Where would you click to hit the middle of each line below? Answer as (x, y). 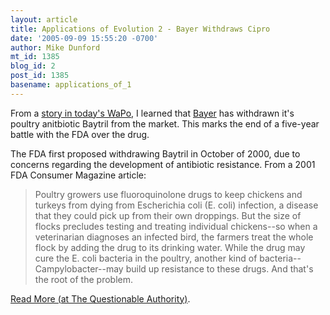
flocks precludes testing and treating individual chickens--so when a (176, 226)
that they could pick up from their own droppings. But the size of (168, 215)
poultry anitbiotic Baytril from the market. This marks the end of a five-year (165, 123)
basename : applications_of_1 (71, 85)
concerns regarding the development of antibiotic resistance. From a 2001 (163, 164)
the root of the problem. (83, 279)
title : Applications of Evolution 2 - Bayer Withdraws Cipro (140, 29)
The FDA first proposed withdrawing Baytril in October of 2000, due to (155, 153)
